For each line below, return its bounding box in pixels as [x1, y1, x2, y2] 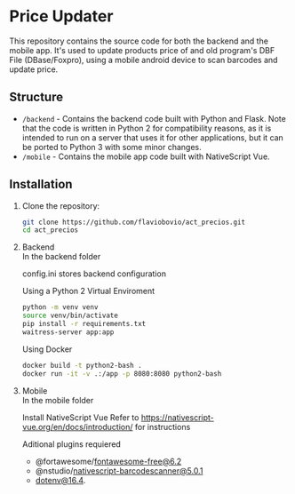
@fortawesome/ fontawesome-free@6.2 [35, 456, 182, 466]
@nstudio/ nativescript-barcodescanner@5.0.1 [35, 465, 203, 476]
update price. [9, 64, 59, 75]
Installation [9, 177, 73, 192]
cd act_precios [21, 226, 79, 235]
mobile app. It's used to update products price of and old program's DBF [9, 44, 275, 55]
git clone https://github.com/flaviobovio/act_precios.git [21, 218, 246, 227]
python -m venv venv [21, 303, 99, 312]
